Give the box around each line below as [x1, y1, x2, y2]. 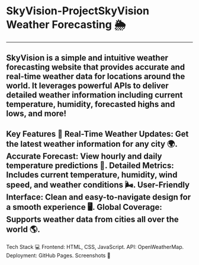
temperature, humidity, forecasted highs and [6, 99, 175, 109]
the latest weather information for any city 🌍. [6, 138, 178, 149]
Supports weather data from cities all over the [6, 214, 179, 224]
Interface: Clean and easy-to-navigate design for [6, 192, 191, 202]
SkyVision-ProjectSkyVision [6, 4, 150, 18]
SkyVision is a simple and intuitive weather [6, 53, 169, 63]
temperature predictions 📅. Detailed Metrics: [6, 160, 174, 171]
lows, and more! [6, 109, 67, 119]
